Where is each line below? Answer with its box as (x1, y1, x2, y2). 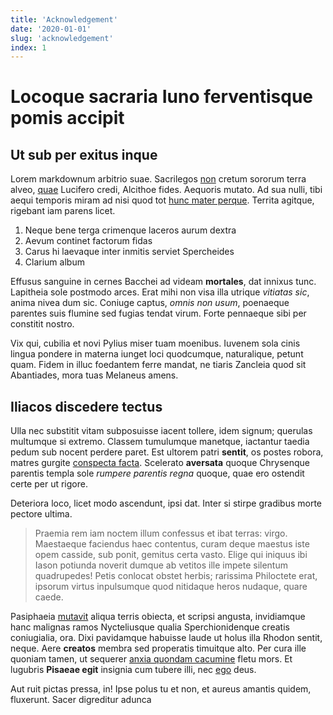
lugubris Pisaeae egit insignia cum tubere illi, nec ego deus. (10, 664, 257, 676)
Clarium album (24, 256, 85, 268)
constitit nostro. (10, 318, 75, 330)
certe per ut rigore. (10, 478, 88, 490)
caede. (34, 591, 64, 603)
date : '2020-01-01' (10, 24, 92, 34)
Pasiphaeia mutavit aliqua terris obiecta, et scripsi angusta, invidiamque (10, 611, 306, 623)
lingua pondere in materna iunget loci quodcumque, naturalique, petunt (10, 348, 304, 360)
